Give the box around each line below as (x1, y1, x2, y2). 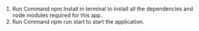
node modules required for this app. (12, 12, 102, 19)
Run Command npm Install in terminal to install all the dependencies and (12, 5, 194, 12)
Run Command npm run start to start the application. (12, 18, 144, 25)
